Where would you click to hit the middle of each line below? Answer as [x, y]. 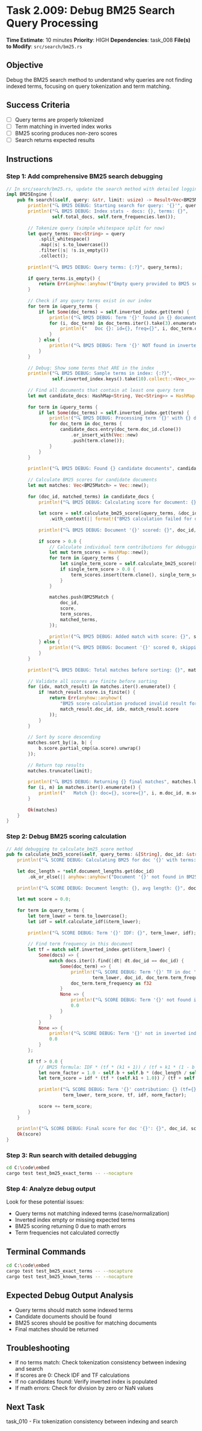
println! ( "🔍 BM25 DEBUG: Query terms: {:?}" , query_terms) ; [106, 267]
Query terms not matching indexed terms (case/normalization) [92, 1214]
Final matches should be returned [57, 1329]
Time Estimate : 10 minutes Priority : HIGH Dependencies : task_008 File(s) [98, 40]
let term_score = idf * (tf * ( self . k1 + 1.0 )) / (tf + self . [118, 1078]
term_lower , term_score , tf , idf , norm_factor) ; [125, 1095]
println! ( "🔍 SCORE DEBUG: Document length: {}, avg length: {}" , [101, 888]
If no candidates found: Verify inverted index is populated [86, 1382]
